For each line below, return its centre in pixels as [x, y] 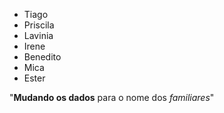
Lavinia [38, 35]
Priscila [39, 25]
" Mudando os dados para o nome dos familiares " [112, 97]
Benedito [42, 57]
